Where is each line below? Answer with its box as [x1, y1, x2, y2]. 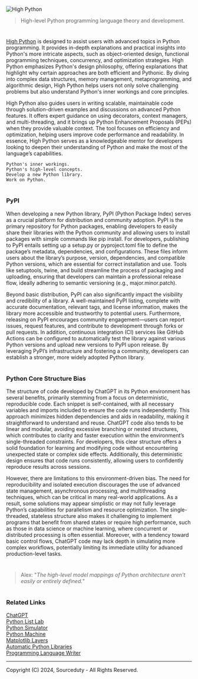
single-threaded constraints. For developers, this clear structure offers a [6, 438, 181, 445]
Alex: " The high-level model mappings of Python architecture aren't [20, 571, 186, 578]
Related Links [6, 598, 46, 606]
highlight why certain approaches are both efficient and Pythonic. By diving [6, 69, 190, 76]
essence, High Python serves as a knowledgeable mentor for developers [6, 137, 183, 144]
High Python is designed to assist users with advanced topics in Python [6, 38, 180, 45]
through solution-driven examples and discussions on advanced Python [6, 106, 181, 113]
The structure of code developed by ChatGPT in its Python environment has [6, 388, 190, 395]
